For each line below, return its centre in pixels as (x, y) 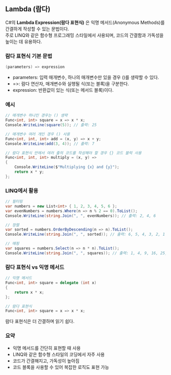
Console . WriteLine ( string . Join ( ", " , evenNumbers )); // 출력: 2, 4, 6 (81, 216)
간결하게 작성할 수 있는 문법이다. (37, 29)
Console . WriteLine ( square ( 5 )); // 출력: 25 (51, 125)
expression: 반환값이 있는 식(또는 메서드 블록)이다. (63, 90)
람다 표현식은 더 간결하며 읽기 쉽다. (40, 321)
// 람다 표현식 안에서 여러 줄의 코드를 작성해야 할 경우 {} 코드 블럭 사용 (74, 153)
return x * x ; (29, 292)
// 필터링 (14, 202)
